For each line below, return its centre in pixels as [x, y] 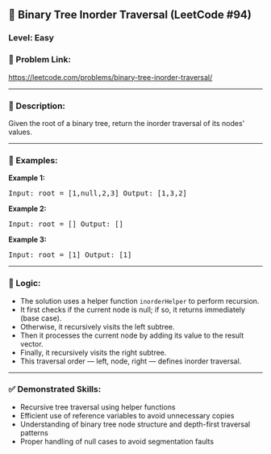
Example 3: [27, 240]
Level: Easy [31, 38]
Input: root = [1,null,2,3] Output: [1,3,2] [98, 193]
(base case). [41, 318]
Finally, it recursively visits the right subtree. [93, 352]
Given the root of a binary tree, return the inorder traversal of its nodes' [127, 123]
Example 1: [27, 178]
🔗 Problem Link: [40, 60]
